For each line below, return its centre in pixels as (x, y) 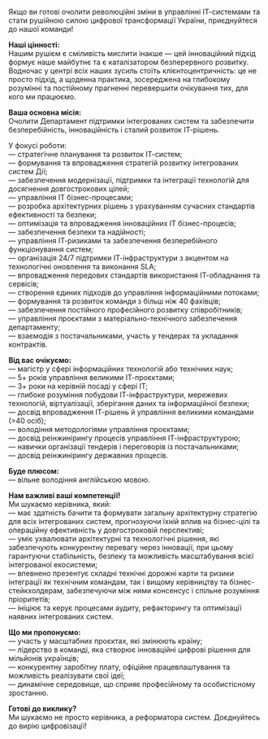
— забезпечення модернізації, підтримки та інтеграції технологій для (129, 180)
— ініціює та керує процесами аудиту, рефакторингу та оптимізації (125, 608)
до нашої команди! (41, 29)
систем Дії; (28, 171)
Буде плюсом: (34, 471)
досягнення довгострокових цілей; (69, 189)
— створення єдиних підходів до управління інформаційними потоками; (134, 293)
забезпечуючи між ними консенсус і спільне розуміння (163, 590)
